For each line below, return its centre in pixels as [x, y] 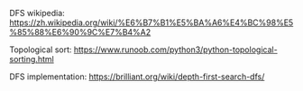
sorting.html [32, 59]
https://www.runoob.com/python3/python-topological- [175, 50]
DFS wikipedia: [37, 13]
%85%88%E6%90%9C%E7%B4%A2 [80, 32]
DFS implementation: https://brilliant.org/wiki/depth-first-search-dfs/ [137, 77]
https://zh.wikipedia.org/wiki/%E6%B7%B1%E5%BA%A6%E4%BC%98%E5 [151, 23]
